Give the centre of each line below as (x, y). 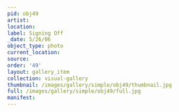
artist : (18, 20)
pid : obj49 (23, 14)
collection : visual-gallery (48, 78)
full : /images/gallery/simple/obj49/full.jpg (74, 91)
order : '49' (24, 65)
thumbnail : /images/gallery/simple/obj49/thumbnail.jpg (89, 85)
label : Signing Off (35, 33)
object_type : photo (35, 46)
